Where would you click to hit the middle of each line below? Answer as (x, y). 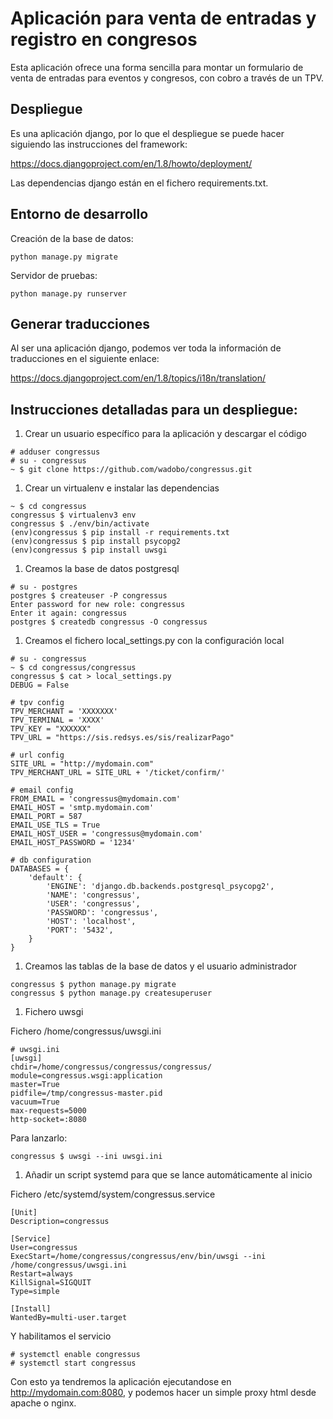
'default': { (55, 878)
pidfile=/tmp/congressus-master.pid (86, 1093)
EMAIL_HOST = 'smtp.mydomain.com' (82, 808)
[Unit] (24, 1213)
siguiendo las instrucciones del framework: (99, 144)
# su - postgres (44, 587)
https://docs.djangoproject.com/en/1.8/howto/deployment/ (131, 163)
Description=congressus (60, 1222)
